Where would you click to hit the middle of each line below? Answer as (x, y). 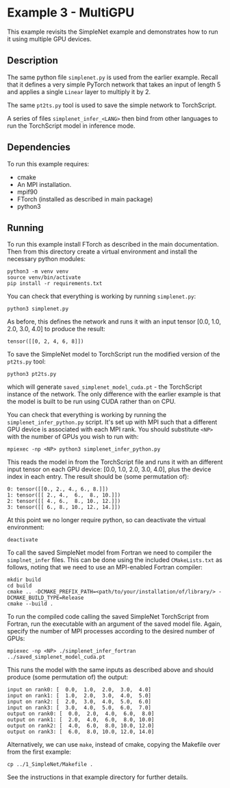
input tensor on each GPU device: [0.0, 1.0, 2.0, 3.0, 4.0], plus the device (109, 469)
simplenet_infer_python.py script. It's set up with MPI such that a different (112, 422)
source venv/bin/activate (44, 278)
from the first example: (39, 752)
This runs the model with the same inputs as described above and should (110, 670)
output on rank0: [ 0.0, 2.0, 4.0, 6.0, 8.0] (81, 714)
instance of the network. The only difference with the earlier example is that (114, 394)
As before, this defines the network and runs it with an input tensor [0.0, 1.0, (114, 322)
